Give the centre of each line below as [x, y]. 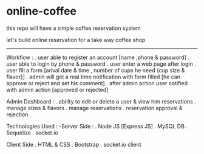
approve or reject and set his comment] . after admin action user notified [97, 83]
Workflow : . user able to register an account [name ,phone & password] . [98, 57]
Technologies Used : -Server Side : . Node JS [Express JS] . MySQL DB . [97, 126]
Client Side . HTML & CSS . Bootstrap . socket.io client [74, 144]
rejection [17, 114]
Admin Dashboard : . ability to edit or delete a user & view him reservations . [101, 101]
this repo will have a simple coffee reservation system [73, 28]
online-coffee [42, 11]
